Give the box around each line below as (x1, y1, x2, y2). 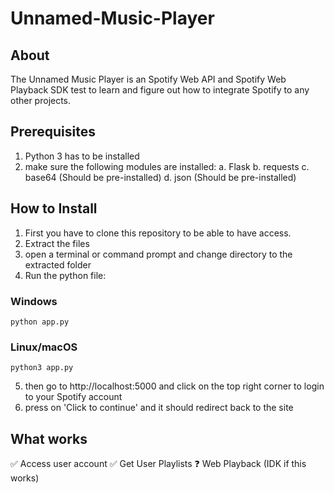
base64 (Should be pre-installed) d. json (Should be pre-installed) (24, 171, 297, 183)
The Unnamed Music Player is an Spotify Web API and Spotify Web (10, 73, 287, 85)
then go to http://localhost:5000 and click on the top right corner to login (24, 380, 325, 392)
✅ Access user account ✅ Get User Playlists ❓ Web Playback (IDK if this (10, 458, 307, 470)
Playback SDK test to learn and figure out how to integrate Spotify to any (10, 84, 310, 96)
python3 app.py (10, 363, 74, 373)
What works (10, 430, 88, 447)
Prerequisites (10, 123, 96, 141)
